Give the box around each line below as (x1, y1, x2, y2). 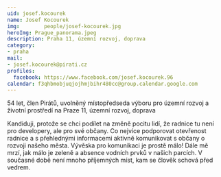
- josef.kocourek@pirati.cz (7, 61, 88, 68)
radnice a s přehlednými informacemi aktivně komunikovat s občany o (7, 134, 205, 143)
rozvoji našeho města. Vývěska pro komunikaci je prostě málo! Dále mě (7, 141, 209, 150)
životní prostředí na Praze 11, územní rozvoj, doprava (7, 106, 156, 115)
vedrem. (7, 163, 31, 172)
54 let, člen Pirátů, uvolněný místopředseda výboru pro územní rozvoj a (7, 99, 209, 107)
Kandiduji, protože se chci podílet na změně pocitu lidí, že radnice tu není (7, 119, 214, 128)
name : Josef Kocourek (7, 16, 69, 23)
